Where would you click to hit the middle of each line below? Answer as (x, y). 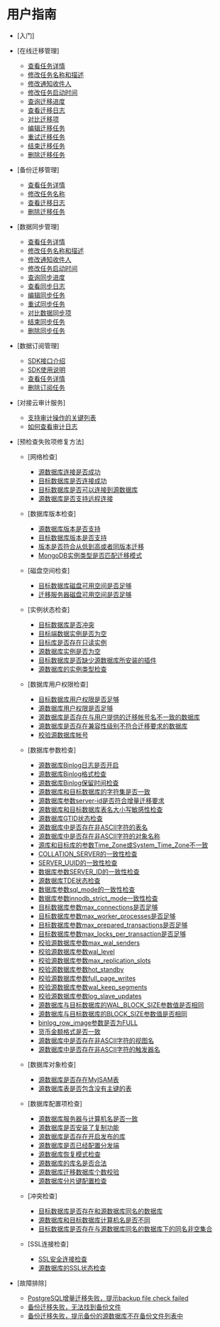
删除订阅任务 (46, 387)
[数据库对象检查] (51, 1064)
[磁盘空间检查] (49, 570)
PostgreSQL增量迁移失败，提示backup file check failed (108, 1298)
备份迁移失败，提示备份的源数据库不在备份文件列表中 (105, 1316)
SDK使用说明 (46, 370)
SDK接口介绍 (46, 360)
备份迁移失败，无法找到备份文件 (74, 1307)
